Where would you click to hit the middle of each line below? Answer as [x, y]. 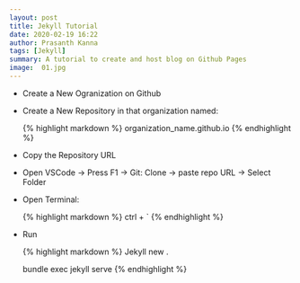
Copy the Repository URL [69, 155]
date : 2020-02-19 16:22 [54, 34]
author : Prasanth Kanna [54, 43]
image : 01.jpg [38, 68]
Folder [34, 181]
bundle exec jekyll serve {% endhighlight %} [104, 269]
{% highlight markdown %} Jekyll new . [95, 252]
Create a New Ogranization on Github [92, 93]
